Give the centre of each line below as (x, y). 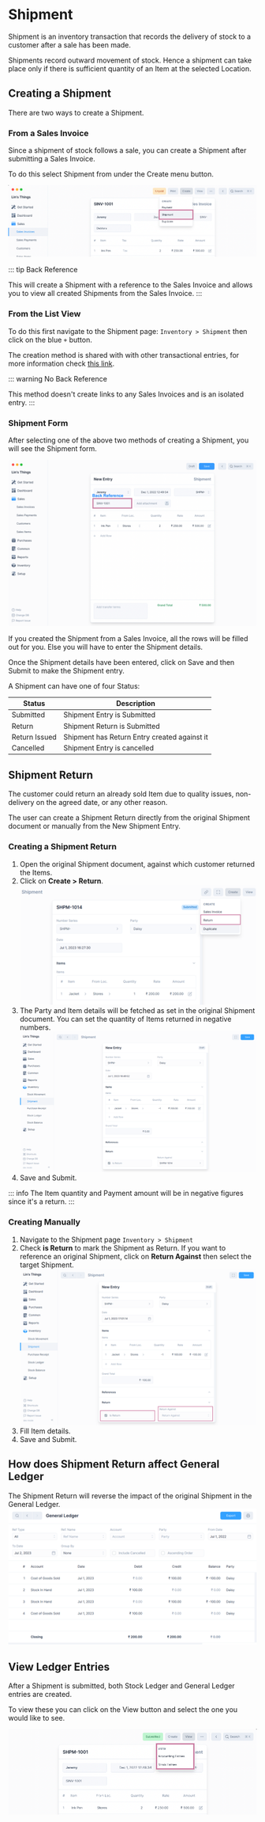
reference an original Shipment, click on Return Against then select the (136, 1256)
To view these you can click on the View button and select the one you (123, 1709)
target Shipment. (47, 1265)
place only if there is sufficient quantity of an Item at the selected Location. (130, 68)
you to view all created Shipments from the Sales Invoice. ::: (105, 294)
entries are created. (40, 1694)
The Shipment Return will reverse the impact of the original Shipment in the (130, 1496)
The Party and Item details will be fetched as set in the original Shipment (137, 1010)
